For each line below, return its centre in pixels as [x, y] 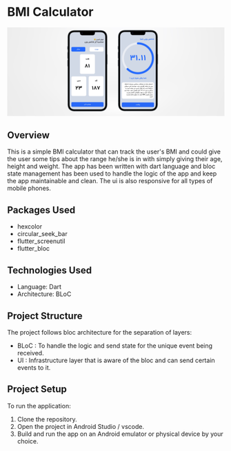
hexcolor [30, 227]
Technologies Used [49, 270]
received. [30, 353]
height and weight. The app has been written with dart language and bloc [111, 167]
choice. [28, 441]
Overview [29, 135]
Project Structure [45, 316]
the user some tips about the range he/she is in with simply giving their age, [115, 159]
